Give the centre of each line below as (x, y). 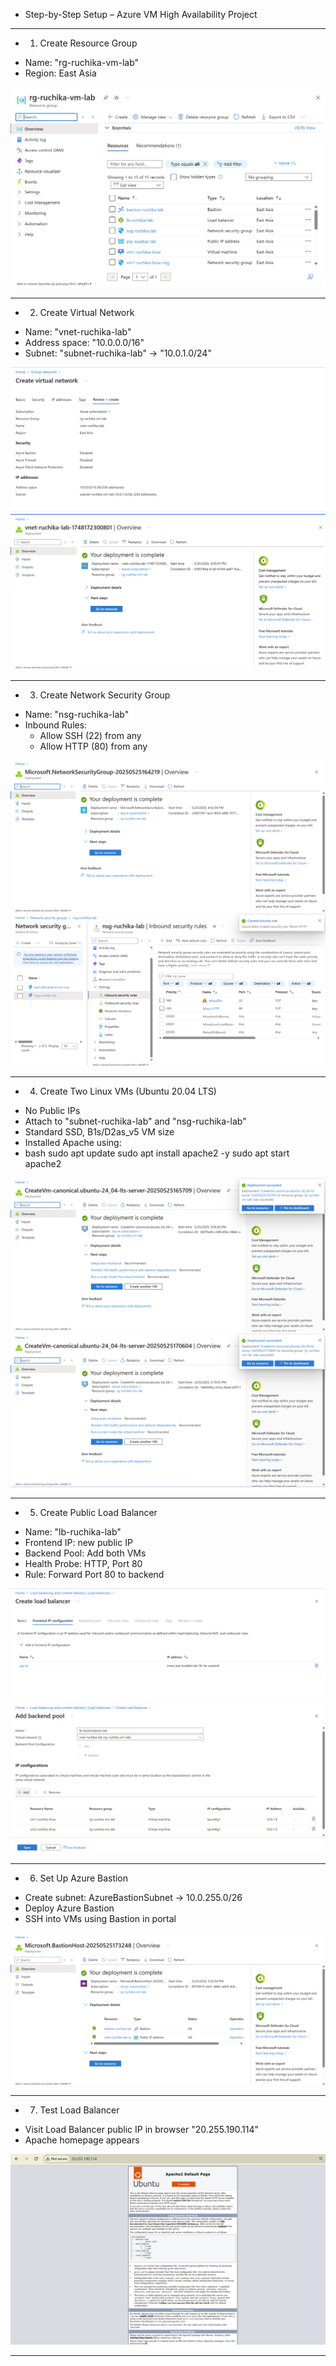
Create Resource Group (88, 43)
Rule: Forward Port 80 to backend (94, 1575)
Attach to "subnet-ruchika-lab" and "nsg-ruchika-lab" (135, 1121)
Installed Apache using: (73, 1143)
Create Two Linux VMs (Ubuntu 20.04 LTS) (128, 1091)
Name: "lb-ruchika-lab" (73, 1532)
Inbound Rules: (56, 725)
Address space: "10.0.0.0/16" (84, 343)
